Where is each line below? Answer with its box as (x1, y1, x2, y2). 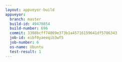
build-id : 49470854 (9, 21, 50, 26)
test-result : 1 (9, 49, 41, 54)
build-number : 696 (9, 26, 48, 31)
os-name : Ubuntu (9, 44, 43, 49)
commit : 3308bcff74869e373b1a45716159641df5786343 (9, 30, 117, 35)
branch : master (9, 16, 41, 21)
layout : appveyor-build (5, 7, 55, 12)
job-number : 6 (9, 40, 39, 45)
